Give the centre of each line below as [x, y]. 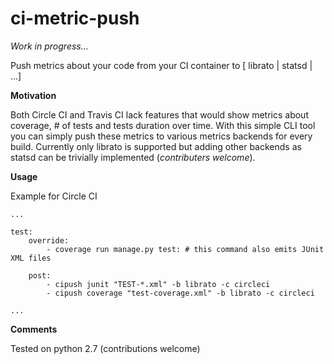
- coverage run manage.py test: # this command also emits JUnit [185, 249]
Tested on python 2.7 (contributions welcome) [105, 348]
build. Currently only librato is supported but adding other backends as [156, 146]
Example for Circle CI [54, 196]
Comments [34, 329]
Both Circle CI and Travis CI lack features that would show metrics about [159, 114]
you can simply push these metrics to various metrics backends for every [161, 136]
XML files [31, 258]
